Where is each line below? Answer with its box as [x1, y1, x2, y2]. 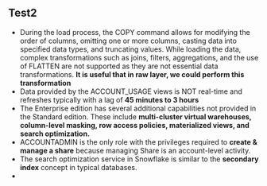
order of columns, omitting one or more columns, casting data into [19, 36, 237, 45]
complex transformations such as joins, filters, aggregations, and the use [19, 52, 259, 62]
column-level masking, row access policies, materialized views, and [19, 120, 250, 130]
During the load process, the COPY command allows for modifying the [19, 27, 250, 37]
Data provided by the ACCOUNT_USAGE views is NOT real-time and [19, 87, 242, 96]
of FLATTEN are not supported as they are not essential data [19, 61, 219, 71]
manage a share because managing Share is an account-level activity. [19, 145, 251, 155]
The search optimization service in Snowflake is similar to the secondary [19, 154, 259, 164]
